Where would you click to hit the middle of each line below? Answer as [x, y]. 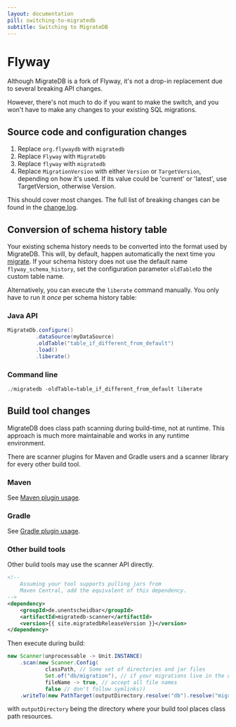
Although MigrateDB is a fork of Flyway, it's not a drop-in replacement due [115, 81]
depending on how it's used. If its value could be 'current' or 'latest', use [122, 179]
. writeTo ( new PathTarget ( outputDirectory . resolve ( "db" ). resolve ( [118, 695]
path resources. [30, 716]
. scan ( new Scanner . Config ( [59, 663]
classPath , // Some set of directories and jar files [125, 669]
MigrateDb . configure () [40, 330]
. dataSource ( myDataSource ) [75, 337]
